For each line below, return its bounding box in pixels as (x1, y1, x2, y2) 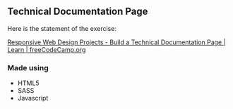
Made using (7, 63, 49, 72)
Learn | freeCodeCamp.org (7, 45, 86, 53)
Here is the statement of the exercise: (7, 24, 116, 32)
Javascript (17, 94, 49, 103)
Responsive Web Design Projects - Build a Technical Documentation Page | (7, 38, 226, 46)
